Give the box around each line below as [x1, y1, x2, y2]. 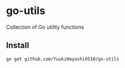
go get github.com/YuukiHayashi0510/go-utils [6, 56, 119, 62]
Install [6, 40, 29, 50]
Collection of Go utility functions [6, 23, 84, 30]
